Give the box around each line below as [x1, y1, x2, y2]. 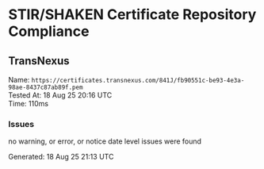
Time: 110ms [8, 99, 49, 108]
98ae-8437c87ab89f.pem [8, 83, 83, 91]
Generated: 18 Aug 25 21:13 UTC [8, 152, 114, 162]
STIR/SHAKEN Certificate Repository [8, 6, 257, 24]
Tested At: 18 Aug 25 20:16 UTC [8, 90, 113, 100]
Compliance [8, 22, 90, 40]
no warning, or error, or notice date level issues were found [8, 136, 202, 146]
